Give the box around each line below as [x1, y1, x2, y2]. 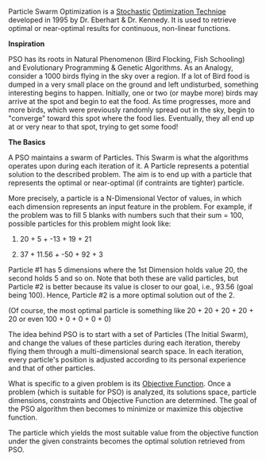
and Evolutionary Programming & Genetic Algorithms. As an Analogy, [8, 63, 234, 72]
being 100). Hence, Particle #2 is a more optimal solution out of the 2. [8, 290, 236, 300]
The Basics [8, 138, 46, 146]
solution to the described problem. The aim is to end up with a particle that [8, 170, 253, 179]
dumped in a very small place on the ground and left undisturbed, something [8, 79, 259, 89]
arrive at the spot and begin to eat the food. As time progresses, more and [8, 97, 252, 106]
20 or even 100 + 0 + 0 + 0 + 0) [8, 314, 112, 323]
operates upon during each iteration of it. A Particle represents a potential [8, 161, 249, 170]
